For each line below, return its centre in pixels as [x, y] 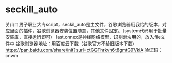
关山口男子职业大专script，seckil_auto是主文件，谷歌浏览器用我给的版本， [84, 24]
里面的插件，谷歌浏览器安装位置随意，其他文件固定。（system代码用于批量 [88, 30]
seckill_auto [32, 9]
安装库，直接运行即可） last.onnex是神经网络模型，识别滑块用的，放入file [83, 37]
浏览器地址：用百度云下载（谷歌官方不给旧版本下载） [81, 43]
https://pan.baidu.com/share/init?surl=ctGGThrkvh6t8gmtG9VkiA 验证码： [84, 50]
